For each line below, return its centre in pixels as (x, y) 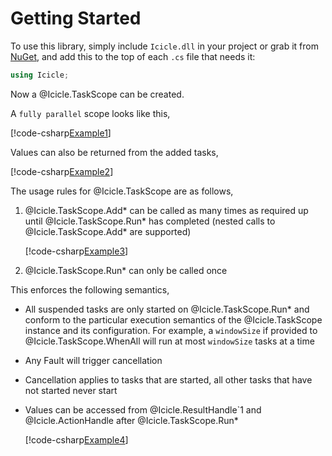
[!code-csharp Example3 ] (76, 251)
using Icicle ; (40, 75)
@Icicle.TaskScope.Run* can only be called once (126, 270)
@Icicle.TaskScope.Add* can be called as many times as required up (166, 210)
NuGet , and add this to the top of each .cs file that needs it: (133, 56)
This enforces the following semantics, (90, 289)
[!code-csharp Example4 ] (76, 439)
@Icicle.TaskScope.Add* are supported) (108, 231)
